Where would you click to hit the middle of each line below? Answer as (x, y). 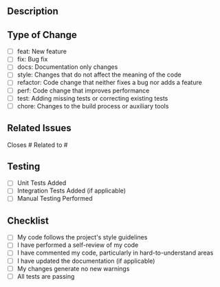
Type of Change (42, 35)
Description (33, 11)
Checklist (28, 220)
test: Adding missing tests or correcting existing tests (92, 98)
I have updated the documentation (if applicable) (86, 261)
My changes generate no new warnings (73, 268)
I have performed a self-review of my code (78, 245)
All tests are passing (46, 276)
